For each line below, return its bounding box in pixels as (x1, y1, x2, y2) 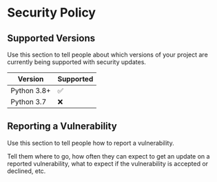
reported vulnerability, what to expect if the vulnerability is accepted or (7, 159, 209, 168)
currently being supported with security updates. (7, 58, 147, 66)
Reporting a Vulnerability (7, 121, 117, 132)
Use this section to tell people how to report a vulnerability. (7, 139, 174, 147)
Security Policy (7, 5, 96, 21)
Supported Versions (7, 32, 95, 44)
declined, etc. (7, 167, 46, 175)
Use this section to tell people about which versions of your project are (7, 50, 208, 59)
